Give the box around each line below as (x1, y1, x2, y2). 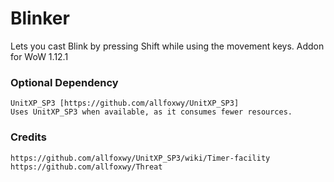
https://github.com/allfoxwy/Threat (10, 162, 163, 172)
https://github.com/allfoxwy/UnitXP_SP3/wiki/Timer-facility (10, 153, 271, 163)
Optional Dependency (10, 75, 119, 89)
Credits (10, 130, 47, 144)
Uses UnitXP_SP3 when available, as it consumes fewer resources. (10, 107, 293, 117)
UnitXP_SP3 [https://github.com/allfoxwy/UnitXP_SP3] (10, 98, 240, 109)
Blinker (10, 7, 70, 30)
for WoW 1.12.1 (10, 50, 69, 62)
